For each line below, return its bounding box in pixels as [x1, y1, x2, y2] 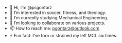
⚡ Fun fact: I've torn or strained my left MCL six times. [9, 33, 118, 38]
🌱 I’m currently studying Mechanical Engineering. [9, 15, 108, 20]
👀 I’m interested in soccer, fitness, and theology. [9, 10, 106, 15]
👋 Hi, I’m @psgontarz [9, 5, 52, 10]
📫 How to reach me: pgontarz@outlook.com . [9, 26, 101, 31]
